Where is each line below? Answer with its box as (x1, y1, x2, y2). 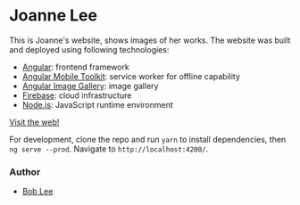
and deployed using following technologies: (9, 44, 170, 54)
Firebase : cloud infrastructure (21, 90, 132, 101)
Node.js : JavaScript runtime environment (21, 99, 174, 110)
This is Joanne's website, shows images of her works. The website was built (9, 35, 291, 45)
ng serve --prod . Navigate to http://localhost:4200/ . (9, 143, 209, 154)
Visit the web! (9, 117, 60, 127)
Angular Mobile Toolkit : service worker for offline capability (21, 70, 241, 81)
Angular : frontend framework (21, 61, 129, 72)
